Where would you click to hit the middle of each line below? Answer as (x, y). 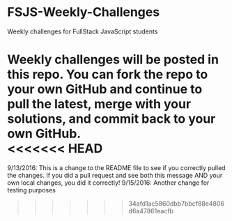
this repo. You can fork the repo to (108, 75)
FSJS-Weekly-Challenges (84, 12)
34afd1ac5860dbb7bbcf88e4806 (177, 204)
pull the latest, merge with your (99, 104)
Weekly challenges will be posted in (113, 60)
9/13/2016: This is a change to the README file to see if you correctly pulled (116, 167)
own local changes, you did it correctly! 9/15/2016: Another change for (108, 183)
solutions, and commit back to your (111, 119)
